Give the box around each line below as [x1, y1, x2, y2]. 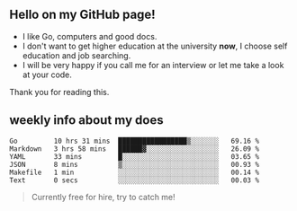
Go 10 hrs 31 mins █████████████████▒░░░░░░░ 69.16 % [9, 136, 259, 145]
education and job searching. [22, 49, 131, 61]
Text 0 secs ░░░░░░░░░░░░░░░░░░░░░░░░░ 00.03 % [9, 175, 259, 185]
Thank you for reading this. [9, 86, 110, 97]
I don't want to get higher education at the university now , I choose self [22, 40, 288, 51]
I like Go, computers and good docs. [22, 31, 157, 41]
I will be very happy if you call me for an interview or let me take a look [22, 59, 284, 70]
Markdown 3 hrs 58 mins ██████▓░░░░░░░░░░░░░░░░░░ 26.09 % [9, 144, 259, 154]
